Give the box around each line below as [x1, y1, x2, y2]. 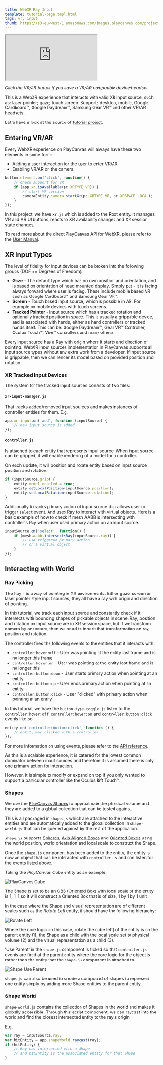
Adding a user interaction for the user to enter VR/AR [12, 161, 118, 167]
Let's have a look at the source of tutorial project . [5, 120, 103, 125]
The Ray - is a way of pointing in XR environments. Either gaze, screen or [5, 590, 151, 596]
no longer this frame [12, 655, 53, 661]
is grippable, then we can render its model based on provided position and [5, 354, 154, 360]
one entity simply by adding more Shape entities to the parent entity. [5, 980, 142, 987]
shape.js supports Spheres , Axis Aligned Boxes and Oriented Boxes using [5, 835, 153, 841]
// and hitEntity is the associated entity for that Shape [14, 1051, 136, 1056]
